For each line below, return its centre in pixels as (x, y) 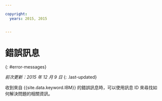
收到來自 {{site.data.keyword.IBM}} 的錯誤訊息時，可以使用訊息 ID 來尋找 (79, 88)
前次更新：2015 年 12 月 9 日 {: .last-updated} (51, 77)
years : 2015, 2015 (29, 18)
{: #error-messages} (26, 67)
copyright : (16, 14)
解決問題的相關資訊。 (31, 94)
